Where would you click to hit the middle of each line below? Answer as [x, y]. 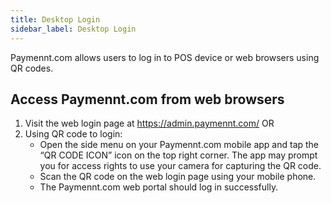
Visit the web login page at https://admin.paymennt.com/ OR [149, 123]
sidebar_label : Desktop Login [73, 29]
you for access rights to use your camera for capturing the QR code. [180, 166]
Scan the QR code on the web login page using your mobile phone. [178, 177]
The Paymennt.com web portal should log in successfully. [159, 187]
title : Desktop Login [55, 19]
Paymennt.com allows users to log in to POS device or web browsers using [165, 57]
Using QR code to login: [73, 134]
